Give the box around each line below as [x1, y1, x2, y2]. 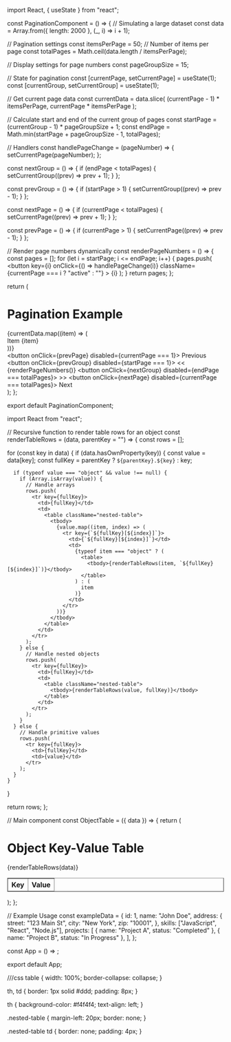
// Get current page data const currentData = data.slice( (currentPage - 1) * [7, 95, 220, 103]
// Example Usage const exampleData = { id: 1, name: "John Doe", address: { [7, 911, 223, 920]
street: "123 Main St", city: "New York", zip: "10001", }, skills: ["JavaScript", [7, 918, 217, 927]
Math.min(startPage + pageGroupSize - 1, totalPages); [7, 130, 161, 138]
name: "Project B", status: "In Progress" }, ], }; [7, 933, 137, 941]
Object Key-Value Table [7, 841, 144, 856]
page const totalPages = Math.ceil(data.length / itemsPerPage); [7, 48, 187, 55]
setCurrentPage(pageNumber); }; [7, 151, 102, 159]
